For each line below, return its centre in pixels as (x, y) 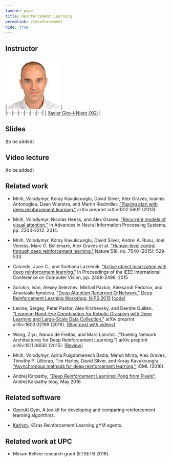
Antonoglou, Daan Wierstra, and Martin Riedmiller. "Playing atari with (85, 204)
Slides (15, 129)
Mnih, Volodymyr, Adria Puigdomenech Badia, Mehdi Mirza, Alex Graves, (89, 355)
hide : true (17, 27)
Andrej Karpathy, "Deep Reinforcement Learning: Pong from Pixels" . (84, 376)
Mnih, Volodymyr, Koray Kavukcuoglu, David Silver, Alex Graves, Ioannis (89, 198)
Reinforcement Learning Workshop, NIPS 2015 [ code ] (69, 298)
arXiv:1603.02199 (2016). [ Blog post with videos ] (64, 324)
